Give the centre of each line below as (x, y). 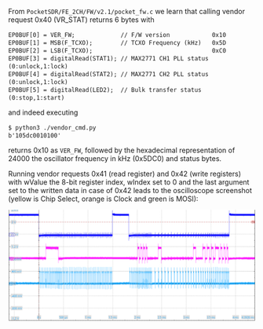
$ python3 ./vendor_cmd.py (52, 128)
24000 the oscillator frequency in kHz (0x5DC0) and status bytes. (115, 159)
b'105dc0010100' (35, 136)
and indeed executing (43, 112)
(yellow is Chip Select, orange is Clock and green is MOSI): (103, 199)
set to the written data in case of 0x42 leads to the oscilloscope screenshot (130, 190)
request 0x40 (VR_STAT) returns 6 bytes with (81, 20)
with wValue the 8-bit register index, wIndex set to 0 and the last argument (129, 182)
